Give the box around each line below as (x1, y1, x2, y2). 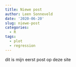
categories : (5, 25, 29, 30)
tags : (5, 34, 16, 39)
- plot (9, 39, 23, 44)
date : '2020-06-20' (5, 16, 45, 21)
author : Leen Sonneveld (5, 12, 53, 17)
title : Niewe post (5, 7, 42, 12)
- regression (9, 43, 36, 48)
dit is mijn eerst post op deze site (5, 56, 71, 62)
